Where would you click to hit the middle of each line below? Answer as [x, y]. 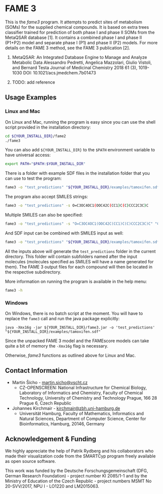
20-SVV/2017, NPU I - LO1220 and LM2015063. [52, 486]
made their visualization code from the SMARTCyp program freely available [81, 456]
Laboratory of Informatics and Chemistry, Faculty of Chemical [81, 393]
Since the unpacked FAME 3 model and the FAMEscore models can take [77, 341]
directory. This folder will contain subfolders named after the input [71, 256]
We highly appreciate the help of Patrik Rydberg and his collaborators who [79, 451]
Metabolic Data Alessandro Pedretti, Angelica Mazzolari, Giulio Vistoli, [82, 62]
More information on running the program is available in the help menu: [76, 281]
